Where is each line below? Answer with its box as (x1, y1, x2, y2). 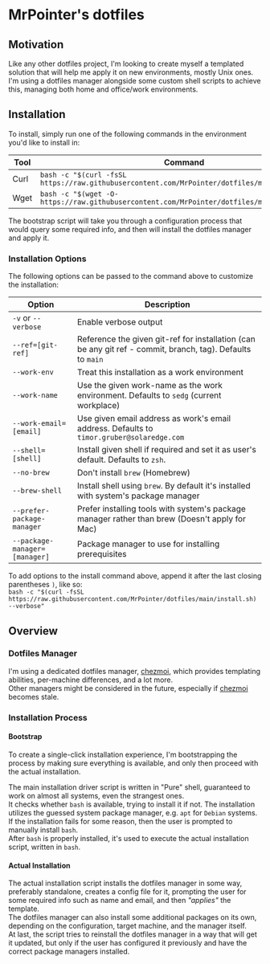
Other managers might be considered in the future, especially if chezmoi (8, 683, 248, 692)
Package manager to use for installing (76, 538, 220, 549)
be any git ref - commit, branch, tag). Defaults (76, 344, 252, 355)
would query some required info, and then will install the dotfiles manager (8, 224, 252, 234)
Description (144, 299, 190, 310)
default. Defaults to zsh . (76, 454, 166, 465)
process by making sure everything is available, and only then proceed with (8, 758, 259, 768)
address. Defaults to (76, 423, 153, 435)
